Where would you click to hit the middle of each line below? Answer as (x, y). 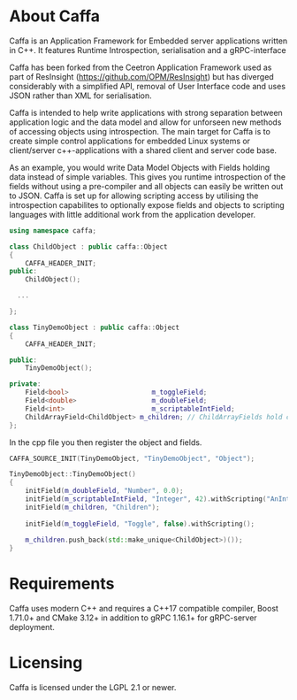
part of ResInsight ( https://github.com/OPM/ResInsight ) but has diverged (141, 76)
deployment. (32, 627)
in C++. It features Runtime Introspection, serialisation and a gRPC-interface (148, 50)
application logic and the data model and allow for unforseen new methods (145, 122)
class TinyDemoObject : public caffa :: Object (94, 327)
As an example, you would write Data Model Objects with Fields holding (140, 167)
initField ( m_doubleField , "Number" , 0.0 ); (104, 491)
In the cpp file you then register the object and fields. (106, 442)
